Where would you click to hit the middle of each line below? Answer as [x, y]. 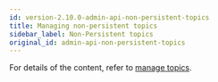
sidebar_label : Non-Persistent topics [81, 34]
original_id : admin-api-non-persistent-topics [97, 42]
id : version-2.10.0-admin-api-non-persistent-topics [109, 17]
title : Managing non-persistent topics [84, 26]
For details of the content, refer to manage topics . [101, 68]
